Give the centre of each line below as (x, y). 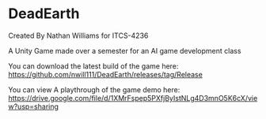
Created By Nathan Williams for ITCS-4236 (78, 35)
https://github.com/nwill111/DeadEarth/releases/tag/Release (106, 74)
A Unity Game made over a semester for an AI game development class (125, 50)
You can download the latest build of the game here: (93, 66)
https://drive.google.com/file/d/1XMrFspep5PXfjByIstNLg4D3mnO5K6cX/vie (133, 98)
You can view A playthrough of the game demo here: (94, 89)
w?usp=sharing (34, 106)
